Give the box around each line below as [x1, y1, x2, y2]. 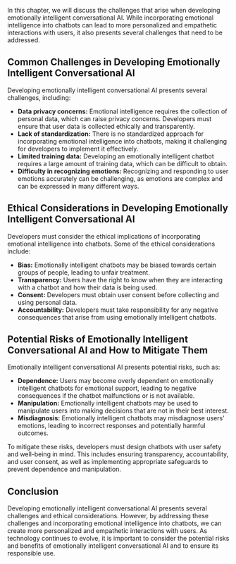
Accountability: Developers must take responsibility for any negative [17, 306, 218, 314]
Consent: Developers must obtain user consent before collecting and [17, 290, 220, 299]
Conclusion [7, 485, 59, 497]
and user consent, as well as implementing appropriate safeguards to [7, 458, 209, 466]
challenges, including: [7, 93, 71, 101]
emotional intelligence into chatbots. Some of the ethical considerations [7, 239, 216, 248]
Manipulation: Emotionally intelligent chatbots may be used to [17, 399, 199, 408]
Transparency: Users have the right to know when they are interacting [17, 275, 223, 284]
